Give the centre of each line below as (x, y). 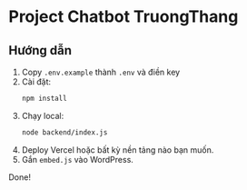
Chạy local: (43, 115)
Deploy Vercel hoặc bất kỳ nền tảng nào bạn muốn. (118, 150)
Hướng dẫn (40, 50)
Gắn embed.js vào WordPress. (77, 159)
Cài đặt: (36, 82)
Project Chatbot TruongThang (123, 17)
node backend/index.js (64, 132)
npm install (44, 98)
